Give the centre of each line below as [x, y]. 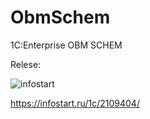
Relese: [26, 64]
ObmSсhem [60, 17]
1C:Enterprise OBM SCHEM [66, 45]
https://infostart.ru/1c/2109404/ [75, 103]
